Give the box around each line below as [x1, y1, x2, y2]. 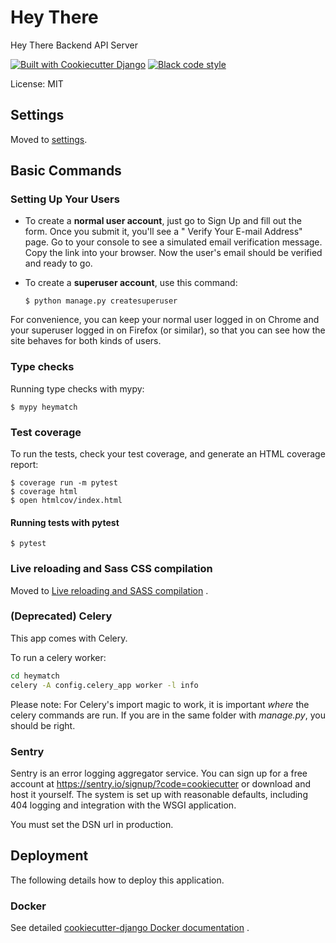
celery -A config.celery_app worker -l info [10, 680, 199, 690]
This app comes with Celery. [10, 632, 128, 644]
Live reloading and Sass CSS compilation [10, 562, 213, 576]
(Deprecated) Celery [10, 609, 113, 623]
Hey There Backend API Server [10, 39, 139, 51]
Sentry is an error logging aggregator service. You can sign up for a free [10, 767, 308, 779]
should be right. [10, 719, 76, 731]
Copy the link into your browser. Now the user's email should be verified [24, 247, 323, 259]
